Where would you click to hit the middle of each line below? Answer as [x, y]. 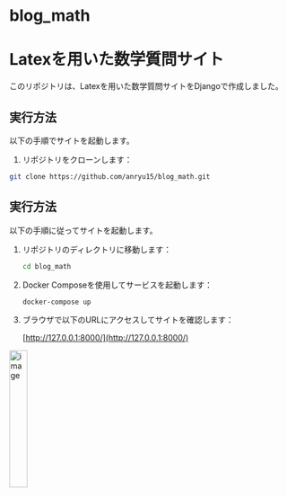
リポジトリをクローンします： [77, 159]
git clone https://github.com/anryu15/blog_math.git [110, 176]
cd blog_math [47, 266]
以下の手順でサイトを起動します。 [72, 140]
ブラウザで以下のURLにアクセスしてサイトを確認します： [128, 320]
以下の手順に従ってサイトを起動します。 [83, 230]
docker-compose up [57, 302]
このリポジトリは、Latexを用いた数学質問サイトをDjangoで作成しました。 [147, 86]
